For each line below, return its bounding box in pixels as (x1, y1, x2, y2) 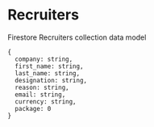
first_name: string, (15, 62, 84, 70)
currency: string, (15, 97, 77, 106)
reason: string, (15, 83, 69, 91)
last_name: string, (15, 69, 81, 78)
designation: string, (15, 76, 88, 84)
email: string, (15, 91, 66, 99)
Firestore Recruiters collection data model (7, 32, 147, 42)
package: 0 (15, 104, 52, 112)
